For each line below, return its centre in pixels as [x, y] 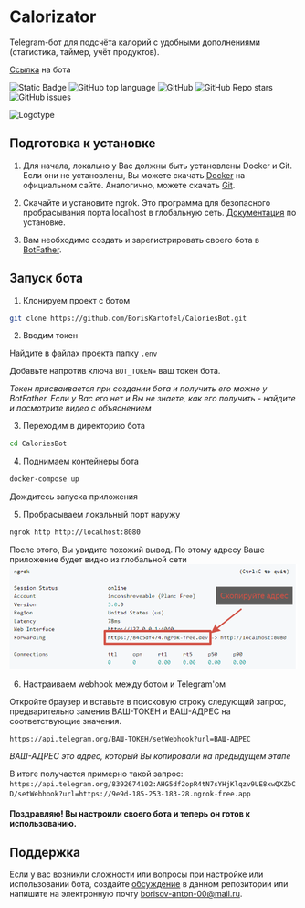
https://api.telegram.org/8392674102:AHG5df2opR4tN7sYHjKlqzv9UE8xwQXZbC [153, 784]
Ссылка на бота [40, 69]
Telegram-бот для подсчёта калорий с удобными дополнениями [135, 42]
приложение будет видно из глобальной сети [98, 560]
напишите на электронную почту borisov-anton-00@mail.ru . [126, 894]
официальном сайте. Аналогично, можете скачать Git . [129, 185]
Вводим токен [50, 336]
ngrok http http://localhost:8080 [75, 532]
